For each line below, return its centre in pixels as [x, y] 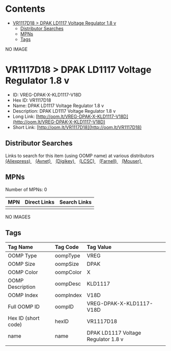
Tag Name [20, 247]
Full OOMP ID [24, 307]
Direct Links [40, 202]
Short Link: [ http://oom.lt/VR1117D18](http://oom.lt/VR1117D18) [77, 127]
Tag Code [67, 247]
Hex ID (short [24, 318]
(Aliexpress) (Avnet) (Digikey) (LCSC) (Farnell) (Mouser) [73, 161]
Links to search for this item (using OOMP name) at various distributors [80, 156]
